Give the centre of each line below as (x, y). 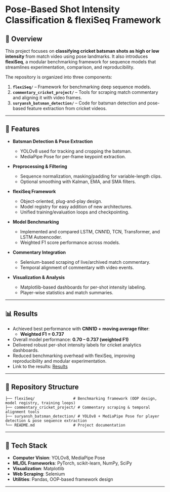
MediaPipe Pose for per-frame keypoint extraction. (73, 156)
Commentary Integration (39, 252)
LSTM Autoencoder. (41, 237)
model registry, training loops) (40, 403)
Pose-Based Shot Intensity (63, 9)
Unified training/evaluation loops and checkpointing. (75, 212)
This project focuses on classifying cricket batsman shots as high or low (82, 51)
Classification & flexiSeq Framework (83, 20)
